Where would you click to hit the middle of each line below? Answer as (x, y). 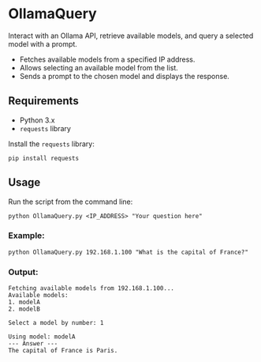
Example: (26, 236)
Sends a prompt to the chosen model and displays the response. (125, 76)
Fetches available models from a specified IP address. (107, 59)
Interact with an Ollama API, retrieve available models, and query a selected (131, 36)
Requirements (43, 101)
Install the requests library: (51, 144)
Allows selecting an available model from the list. (99, 67)
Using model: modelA (42, 337)
